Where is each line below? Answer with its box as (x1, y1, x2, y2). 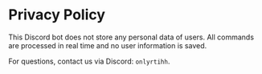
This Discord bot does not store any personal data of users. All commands (8, 32, 255, 42)
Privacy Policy (8, 6, 106, 24)
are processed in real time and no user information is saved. (8, 40, 207, 50)
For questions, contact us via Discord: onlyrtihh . (8, 56, 170, 66)
